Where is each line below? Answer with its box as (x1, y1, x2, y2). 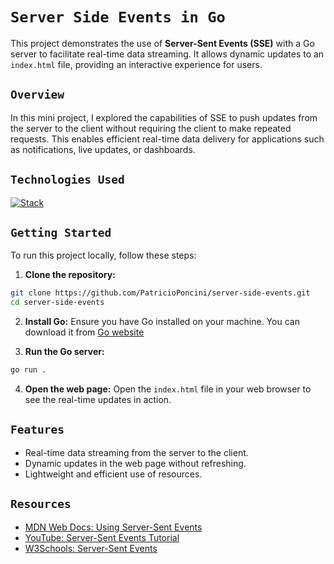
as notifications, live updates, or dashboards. (10, 143, 196, 155)
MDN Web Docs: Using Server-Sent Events (24, 521, 203, 533)
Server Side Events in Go (10, 8, 226, 27)
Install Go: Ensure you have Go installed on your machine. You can (24, 316, 300, 328)
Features (10, 423, 65, 437)
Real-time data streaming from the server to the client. (24, 446, 249, 458)
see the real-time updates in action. (24, 394, 172, 405)
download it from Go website (24, 326, 145, 338)
